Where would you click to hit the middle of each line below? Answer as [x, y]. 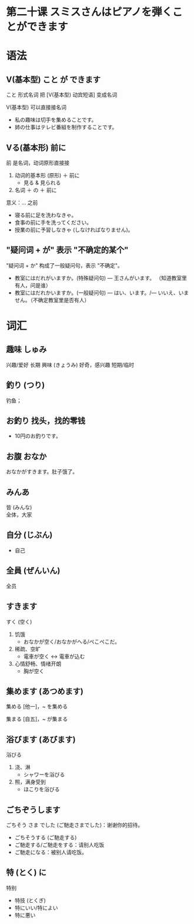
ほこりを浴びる [41, 789]
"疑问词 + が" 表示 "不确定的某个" [67, 250]
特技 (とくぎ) [30, 900]
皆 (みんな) [19, 508]
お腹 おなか [26, 456]
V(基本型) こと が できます [53, 79]
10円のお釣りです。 [38, 436]
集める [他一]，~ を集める [37, 707]
